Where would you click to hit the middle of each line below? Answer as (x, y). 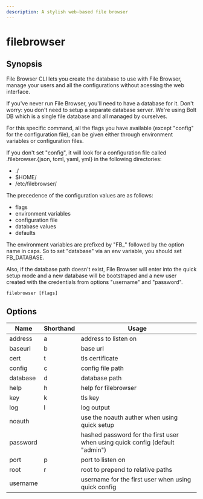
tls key (90, 398)
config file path (102, 368)
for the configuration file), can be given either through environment (90, 134)
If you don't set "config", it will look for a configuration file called (86, 153)
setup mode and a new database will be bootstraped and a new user (92, 276)
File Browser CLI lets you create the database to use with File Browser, (94, 79)
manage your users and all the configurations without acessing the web (95, 85)
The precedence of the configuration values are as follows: (80, 195)
